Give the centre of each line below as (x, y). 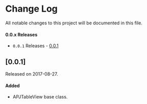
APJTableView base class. (40, 97)
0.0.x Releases (21, 34)
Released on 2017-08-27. (32, 74)
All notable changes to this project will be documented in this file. (74, 23)
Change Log (31, 9)
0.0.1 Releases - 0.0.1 (35, 46)
